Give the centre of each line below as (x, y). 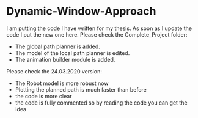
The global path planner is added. (58, 46)
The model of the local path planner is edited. (72, 53)
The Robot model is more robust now (62, 83)
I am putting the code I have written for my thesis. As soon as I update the (99, 28)
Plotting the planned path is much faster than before (81, 89)
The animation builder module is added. (65, 59)
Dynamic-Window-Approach (81, 11)
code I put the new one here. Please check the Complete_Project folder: (97, 34)
